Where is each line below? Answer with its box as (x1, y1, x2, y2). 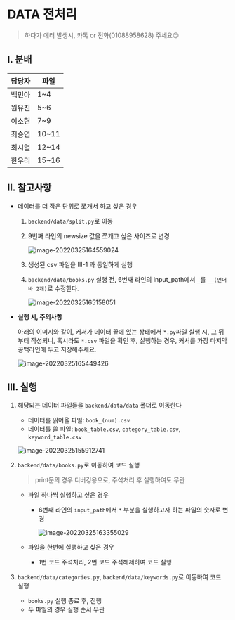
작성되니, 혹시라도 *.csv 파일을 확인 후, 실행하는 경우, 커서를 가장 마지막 (30, 336, 228, 344)
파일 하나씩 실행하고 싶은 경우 (27, 491, 109, 499)
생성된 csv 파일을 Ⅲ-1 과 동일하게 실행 (27, 260, 133, 269)
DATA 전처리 (7, 6, 77, 22)
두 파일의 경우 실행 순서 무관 (27, 605, 105, 614)
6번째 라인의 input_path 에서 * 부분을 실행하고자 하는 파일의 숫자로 (38, 505, 221, 514)
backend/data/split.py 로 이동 (27, 217, 114, 225)
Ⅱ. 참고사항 (7, 182, 52, 194)
